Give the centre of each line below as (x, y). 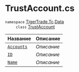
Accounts (17, 47)
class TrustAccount (35, 26)
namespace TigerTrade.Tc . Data (35, 22)
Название (19, 38)
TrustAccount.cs (40, 8)
